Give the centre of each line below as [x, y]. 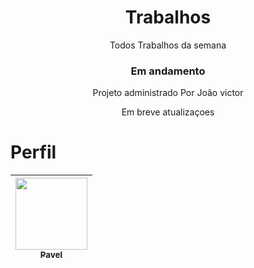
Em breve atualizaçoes [168, 112]
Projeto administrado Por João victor [168, 93]
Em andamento [168, 71]
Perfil [33, 152]
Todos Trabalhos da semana [168, 45]
